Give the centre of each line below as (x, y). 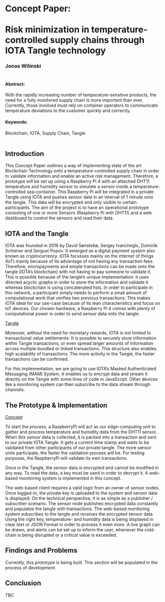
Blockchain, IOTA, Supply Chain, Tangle (45, 133)
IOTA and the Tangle (37, 233)
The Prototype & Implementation (56, 405)
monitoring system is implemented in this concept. (70, 478)
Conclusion (23, 583)
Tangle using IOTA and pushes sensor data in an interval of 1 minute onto (79, 197)
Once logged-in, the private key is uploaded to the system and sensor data (81, 493)
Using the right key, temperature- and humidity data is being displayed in (79, 519)
